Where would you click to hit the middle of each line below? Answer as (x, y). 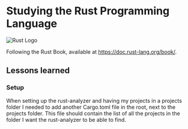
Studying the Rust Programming (88, 11)
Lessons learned (38, 71)
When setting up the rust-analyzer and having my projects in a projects (94, 100)
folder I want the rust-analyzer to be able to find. (66, 119)
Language (32, 24)
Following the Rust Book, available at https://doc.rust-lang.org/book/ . (92, 51)
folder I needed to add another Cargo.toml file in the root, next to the (91, 107)
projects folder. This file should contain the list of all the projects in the (93, 113)
